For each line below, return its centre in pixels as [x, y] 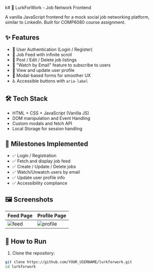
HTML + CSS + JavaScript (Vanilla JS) [51, 113]
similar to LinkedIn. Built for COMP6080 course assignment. [65, 22]
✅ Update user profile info [38, 178]
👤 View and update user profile [43, 70]
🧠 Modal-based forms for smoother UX [52, 75]
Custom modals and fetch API [42, 123]
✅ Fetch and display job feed [41, 161]
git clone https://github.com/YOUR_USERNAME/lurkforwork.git [69, 262]
